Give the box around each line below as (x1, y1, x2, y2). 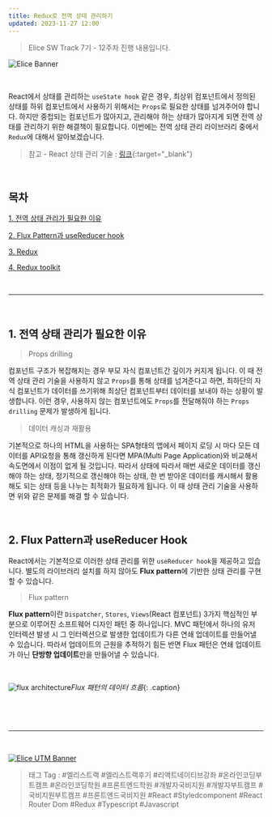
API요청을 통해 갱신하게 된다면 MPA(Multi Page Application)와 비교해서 (29, 451, 258, 461)
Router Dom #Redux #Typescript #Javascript (28, 799, 180, 809)
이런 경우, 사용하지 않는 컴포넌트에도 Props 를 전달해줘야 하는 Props (38, 396, 249, 406)
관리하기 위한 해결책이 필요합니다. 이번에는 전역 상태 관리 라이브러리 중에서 (23, 121, 259, 131)
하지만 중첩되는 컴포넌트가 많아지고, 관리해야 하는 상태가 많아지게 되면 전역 (19, 111, 255, 121)
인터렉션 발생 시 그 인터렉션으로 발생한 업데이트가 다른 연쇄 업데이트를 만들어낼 (8, 629, 257, 639)
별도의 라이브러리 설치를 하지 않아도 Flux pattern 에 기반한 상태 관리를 (25, 566, 247, 576)
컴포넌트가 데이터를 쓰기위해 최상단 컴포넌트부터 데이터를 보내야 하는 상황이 (16, 386, 255, 396)
